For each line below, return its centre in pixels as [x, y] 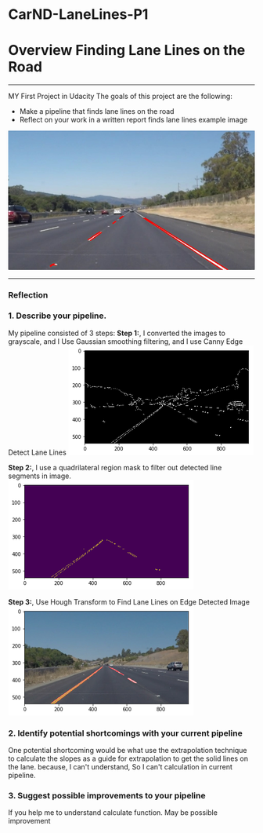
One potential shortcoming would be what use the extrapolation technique [128, 751]
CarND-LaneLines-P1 [78, 15]
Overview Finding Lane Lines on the [127, 51]
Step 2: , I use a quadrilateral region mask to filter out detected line [115, 467]
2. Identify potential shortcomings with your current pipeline [125, 733]
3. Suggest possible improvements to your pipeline [107, 796]
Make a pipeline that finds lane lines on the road [97, 111]
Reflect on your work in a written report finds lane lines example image [133, 120]
